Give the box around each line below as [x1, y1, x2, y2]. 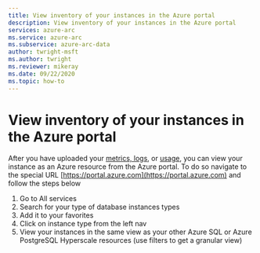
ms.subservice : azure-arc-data [8, 41, 110, 49]
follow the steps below [8, 178, 81, 189]
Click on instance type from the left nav [19, 219, 147, 229]
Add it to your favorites [19, 211, 94, 220]
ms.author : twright [8, 56, 72, 64]
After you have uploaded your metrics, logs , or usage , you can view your [8, 154, 243, 163]
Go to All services [19, 194, 77, 203]
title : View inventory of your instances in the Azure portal [8, 11, 215, 20]
